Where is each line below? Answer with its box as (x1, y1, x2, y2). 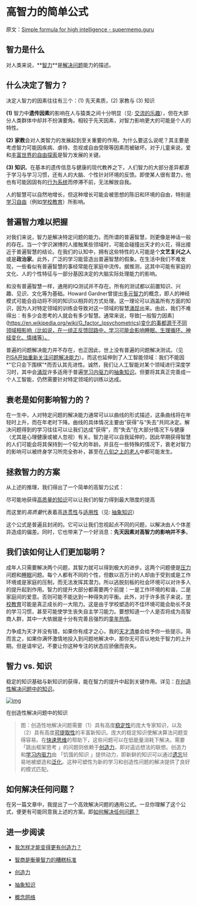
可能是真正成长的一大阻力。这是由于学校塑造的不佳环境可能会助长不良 (21, 600, 191, 607)
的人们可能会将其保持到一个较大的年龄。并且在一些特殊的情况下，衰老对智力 (6, 441, 191, 448)
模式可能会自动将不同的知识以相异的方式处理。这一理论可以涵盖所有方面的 (6, 298, 186, 305)
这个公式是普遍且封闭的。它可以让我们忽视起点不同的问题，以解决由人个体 (6, 521, 186, 528)
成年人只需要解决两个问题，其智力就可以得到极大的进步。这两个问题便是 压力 (6, 564, 191, 571)
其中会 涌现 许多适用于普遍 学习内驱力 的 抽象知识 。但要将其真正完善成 (21, 369, 186, 376)
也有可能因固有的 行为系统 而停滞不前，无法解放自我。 (6, 178, 135, 185)
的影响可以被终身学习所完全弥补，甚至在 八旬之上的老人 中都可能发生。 (6, 448, 176, 455)
